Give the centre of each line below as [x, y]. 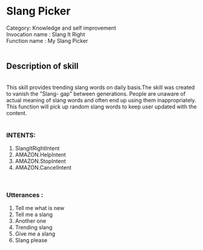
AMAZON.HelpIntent [40, 155]
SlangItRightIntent [37, 148]
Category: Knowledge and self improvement [61, 28]
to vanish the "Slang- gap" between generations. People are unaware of [96, 94]
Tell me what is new [40, 208]
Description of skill [42, 66]
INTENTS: [21, 135]
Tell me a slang [34, 215]
